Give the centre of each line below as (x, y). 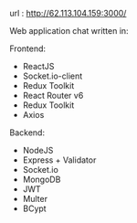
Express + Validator (59, 160)
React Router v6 (53, 96)
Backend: (27, 133)
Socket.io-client (53, 76)
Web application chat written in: (69, 31)
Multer (35, 199)
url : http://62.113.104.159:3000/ (68, 13)
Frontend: (28, 48)
